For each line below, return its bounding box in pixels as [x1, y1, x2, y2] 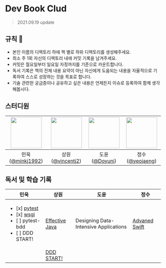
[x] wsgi [16, 211, 35, 218]
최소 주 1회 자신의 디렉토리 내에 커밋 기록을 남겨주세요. [12, 55, 117, 61]
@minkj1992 [11, 157, 41, 164]
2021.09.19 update [17, 19, 55, 25]
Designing [75, 217, 99, 224]
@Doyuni [93, 157, 115, 164]
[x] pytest [16, 205, 39, 212]
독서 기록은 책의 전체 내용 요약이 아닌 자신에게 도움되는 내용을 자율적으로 [12, 67, 152, 73]
